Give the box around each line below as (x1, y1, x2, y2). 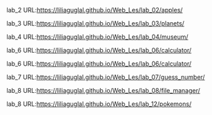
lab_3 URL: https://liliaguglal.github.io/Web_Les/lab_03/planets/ (6, 19, 184, 27)
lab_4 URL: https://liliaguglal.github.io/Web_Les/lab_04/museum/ (6, 33, 189, 41)
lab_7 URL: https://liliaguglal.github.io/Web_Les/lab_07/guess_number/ (6, 73, 205, 81)
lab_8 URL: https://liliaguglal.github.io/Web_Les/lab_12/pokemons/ (6, 100, 192, 108)
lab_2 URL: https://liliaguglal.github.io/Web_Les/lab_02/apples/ (6, 6, 183, 14)
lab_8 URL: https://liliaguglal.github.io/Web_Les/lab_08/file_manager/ (6, 87, 201, 94)
